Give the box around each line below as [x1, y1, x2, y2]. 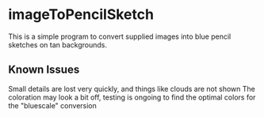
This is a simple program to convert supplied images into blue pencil [8, 32, 231, 41]
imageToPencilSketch [8, 6, 155, 24]
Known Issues [8, 63, 80, 77]
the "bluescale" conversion [8, 100, 98, 110]
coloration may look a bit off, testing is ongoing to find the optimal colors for [8, 92, 256, 102]
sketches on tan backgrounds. [8, 40, 107, 49]
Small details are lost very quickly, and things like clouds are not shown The [8, 84, 255, 93]
